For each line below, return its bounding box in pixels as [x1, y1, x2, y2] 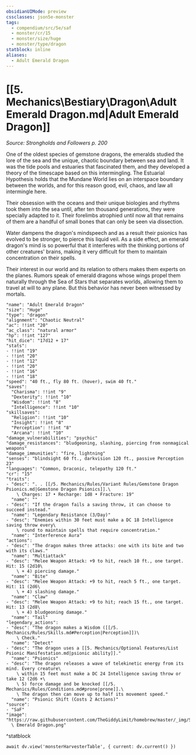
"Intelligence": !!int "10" [11, 405, 80, 411]
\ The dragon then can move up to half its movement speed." [16, 692, 168, 698]
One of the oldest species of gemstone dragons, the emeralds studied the [6, 151, 184, 158]
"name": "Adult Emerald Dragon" [6, 302, 85, 308]
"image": [6, 712, 27, 718]
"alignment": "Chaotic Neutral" [6, 317, 85, 323]
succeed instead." [6, 507, 51, 513]
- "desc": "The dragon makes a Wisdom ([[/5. [6, 625, 118, 631]
